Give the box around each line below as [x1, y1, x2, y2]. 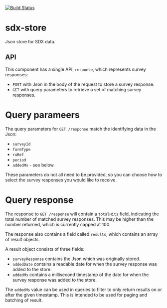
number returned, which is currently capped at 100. [5, 221, 111, 227]
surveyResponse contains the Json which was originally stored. [12, 256, 141, 262]
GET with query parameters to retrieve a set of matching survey [12, 86, 142, 92]
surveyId [12, 142, 31, 147]
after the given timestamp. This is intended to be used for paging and [5, 292, 148, 298]
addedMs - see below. [12, 162, 55, 168]
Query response [5, 194, 74, 205]
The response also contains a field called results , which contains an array [5, 231, 158, 237]
